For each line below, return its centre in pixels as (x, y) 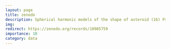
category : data (21, 39)
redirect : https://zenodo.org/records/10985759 (57, 29)
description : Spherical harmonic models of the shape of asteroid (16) (83, 19)
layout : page (19, 10)
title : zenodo (20, 15)
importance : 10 (21, 34)
